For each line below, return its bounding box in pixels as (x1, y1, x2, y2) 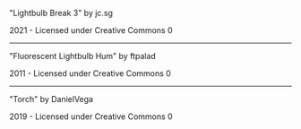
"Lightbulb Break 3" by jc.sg (9, 8, 114, 18)
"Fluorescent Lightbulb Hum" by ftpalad (9, 51, 157, 61)
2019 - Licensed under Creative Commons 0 (9, 111, 173, 122)
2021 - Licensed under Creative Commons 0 (9, 25, 173, 35)
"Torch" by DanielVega (9, 94, 94, 104)
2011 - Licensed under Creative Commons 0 (9, 68, 172, 79)
